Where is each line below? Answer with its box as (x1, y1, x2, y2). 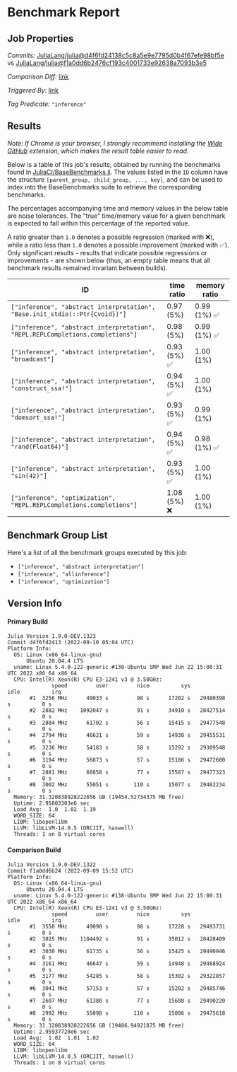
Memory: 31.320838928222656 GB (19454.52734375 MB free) (13, 793, 185, 801)
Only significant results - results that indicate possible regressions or (7, 248, 207, 257)
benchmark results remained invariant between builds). (7, 263, 168, 272)
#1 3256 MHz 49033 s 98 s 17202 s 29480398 (29, 694, 226, 702)
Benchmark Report (7, 4, 120, 21)
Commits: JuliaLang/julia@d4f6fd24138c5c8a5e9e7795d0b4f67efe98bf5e (7, 51, 224, 59)
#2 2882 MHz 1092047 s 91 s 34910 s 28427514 (29, 707, 226, 714)
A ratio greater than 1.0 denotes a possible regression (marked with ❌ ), (7, 233, 215, 241)
